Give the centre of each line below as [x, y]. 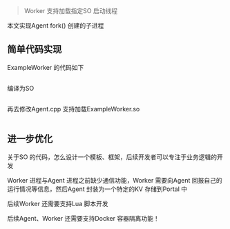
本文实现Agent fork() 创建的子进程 [56, 26]
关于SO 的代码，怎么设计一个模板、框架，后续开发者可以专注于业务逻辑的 [112, 157]
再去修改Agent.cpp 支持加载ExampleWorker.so [74, 109]
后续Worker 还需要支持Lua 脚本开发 [58, 203]
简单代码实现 [35, 49]
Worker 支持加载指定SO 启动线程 [71, 11]
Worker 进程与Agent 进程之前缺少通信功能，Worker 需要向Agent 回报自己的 [115, 180]
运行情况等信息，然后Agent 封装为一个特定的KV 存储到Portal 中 [97, 189]
